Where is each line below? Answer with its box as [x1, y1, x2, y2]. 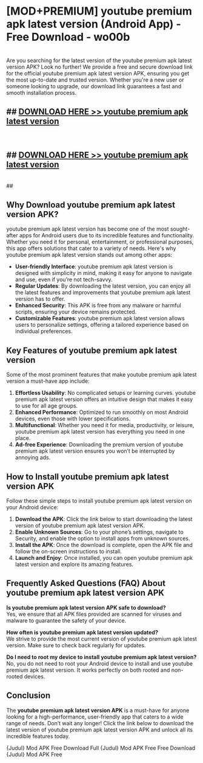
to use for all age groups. [15, 402, 78, 409]
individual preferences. [15, 327, 73, 335]
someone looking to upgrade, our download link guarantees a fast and [6, 82, 182, 89]
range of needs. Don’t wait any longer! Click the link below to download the [6, 719, 194, 726]
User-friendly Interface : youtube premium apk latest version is [15, 263, 173, 270]
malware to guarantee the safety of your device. [6, 616, 127, 624]
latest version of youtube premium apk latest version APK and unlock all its [6, 726, 193, 733]
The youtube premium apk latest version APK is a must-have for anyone [6, 706, 190, 714]
